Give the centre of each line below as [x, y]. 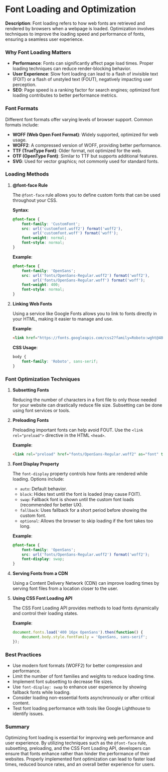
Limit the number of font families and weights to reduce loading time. [84, 676]
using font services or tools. [41, 410]
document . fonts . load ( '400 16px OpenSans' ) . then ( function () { [78, 633]
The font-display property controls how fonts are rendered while [80, 474]
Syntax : [21, 210]
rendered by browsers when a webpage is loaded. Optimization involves [80, 28]
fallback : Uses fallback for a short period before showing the [83, 510]
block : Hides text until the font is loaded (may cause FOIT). [80, 494]
